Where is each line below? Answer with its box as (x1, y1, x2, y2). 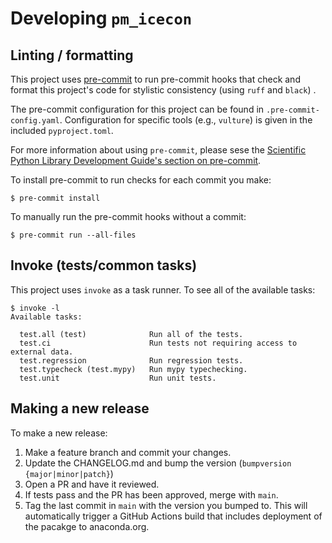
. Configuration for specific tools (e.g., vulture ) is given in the (59, 114, 313, 126)
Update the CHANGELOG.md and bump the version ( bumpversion (24, 457, 292, 469)
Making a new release (10, 400, 150, 417)
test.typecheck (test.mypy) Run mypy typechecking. (19, 364, 248, 374)
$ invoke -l (10, 303, 60, 313)
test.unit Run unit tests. (19, 373, 217, 383)
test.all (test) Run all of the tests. (19, 329, 244, 339)
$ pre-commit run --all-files (10, 230, 137, 240)
